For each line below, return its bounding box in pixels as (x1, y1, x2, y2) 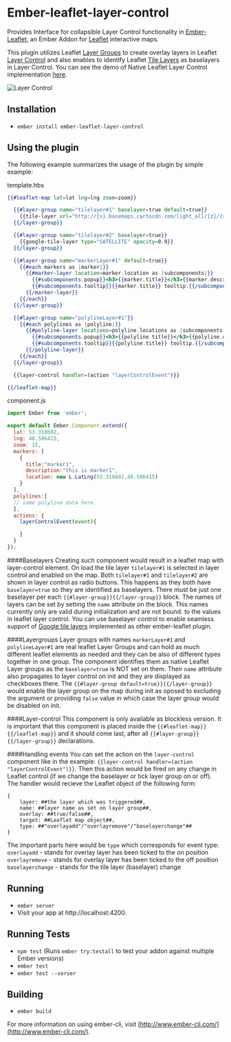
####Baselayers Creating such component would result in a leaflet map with (7, 556, 224, 564)
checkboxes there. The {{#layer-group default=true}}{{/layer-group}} (7, 679, 213, 687)
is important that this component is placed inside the (7, 722, 156, 730)
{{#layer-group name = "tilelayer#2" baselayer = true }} (13, 232, 168, 239)
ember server (16, 902, 55, 909)
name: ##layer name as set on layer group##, (19, 804, 153, 811)
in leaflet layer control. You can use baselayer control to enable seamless (7, 615, 214, 623)
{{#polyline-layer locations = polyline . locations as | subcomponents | (25, 327, 226, 334)
